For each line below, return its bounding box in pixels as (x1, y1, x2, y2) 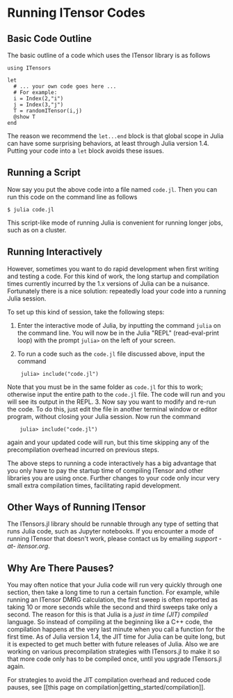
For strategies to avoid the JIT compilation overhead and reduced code (7, 676, 211, 684)
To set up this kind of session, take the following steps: (7, 308, 165, 316)
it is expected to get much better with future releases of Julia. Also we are (7, 640, 219, 648)
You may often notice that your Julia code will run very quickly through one (7, 581, 223, 589)
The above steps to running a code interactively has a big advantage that (7, 459, 217, 467)
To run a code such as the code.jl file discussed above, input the (17, 349, 205, 358)
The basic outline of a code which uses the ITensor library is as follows (7, 51, 211, 59)
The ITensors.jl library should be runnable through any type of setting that (7, 519, 219, 528)
